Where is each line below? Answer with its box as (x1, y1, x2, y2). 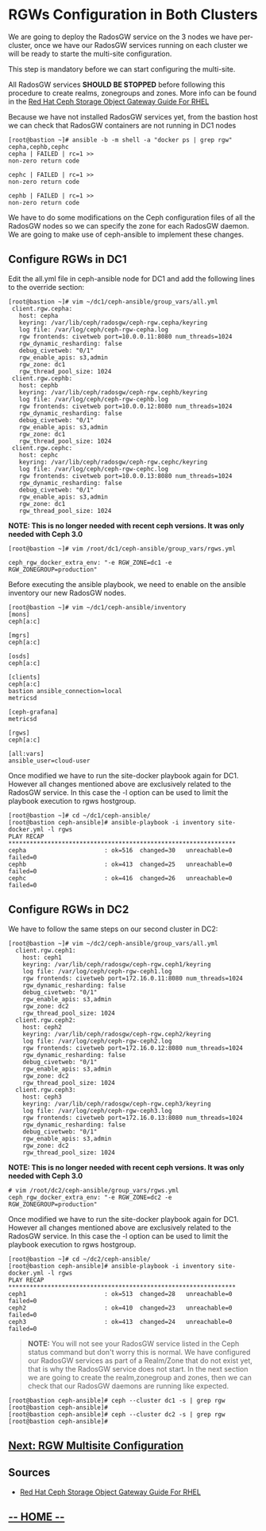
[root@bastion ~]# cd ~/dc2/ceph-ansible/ (8, 1255, 151, 1263)
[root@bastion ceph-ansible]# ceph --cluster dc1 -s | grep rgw (8, 1396, 226, 1404)
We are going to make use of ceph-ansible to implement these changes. (8, 229, 245, 239)
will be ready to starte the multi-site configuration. (8, 49, 172, 58)
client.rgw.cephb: (11, 374, 73, 382)
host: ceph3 (22, 1093, 62, 1101)
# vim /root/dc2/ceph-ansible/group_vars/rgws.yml (8, 1186, 179, 1194)
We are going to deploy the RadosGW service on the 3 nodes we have (8, 32, 238, 41)
